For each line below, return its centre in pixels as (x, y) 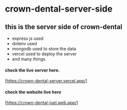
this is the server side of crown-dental (63, 27)
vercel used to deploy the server (44, 54)
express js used (28, 38)
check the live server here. (32, 70)
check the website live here (33, 92)
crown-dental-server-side (59, 9)
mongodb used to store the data (44, 49)
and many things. (29, 59)
